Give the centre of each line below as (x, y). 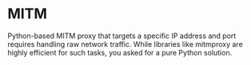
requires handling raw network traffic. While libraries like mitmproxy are (125, 44)
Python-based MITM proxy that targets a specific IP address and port (122, 36)
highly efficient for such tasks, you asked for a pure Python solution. (120, 52)
